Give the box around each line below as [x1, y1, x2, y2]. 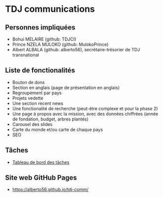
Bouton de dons [12, 79, 45, 85]
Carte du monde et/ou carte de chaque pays [12, 126, 103, 132]
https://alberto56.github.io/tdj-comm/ [12, 187, 89, 193]
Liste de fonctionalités [5, 66, 75, 75]
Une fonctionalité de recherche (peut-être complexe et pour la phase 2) [12, 105, 158, 112]
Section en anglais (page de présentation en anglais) [12, 84, 120, 90]
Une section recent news [12, 100, 63, 106]
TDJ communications [5, 3, 95, 15]
